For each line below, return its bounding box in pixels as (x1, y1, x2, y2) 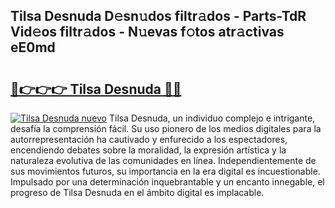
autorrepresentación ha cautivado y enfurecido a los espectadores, (10, 134, 288, 145)
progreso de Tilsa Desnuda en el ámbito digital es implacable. (10, 187, 265, 198)
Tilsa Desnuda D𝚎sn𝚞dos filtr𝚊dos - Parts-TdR (10, 8, 307, 25)
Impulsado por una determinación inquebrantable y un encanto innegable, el (10, 176, 325, 188)
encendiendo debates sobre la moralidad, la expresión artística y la (10, 144, 287, 156)
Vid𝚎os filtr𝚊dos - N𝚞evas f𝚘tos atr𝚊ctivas (10, 24, 285, 41)
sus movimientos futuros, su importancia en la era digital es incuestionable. (10, 165, 321, 177)
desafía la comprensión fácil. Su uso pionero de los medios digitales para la (10, 123, 322, 134)
